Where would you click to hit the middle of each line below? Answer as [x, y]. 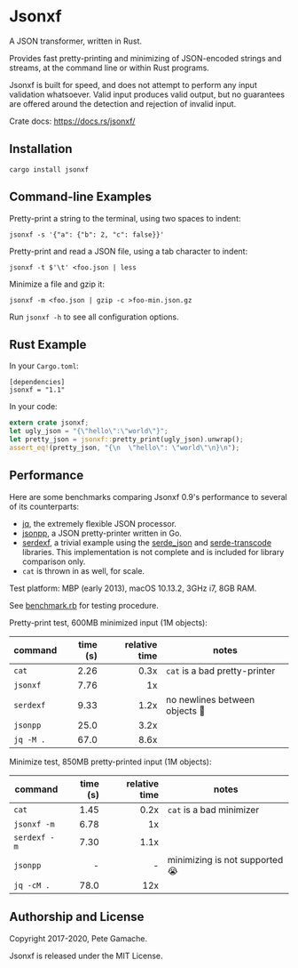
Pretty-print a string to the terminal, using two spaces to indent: [125, 218]
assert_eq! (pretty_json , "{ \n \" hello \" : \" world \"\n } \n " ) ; [125, 448]
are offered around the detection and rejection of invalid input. [123, 103]
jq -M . [30, 739]
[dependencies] [37, 383]
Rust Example [48, 344]
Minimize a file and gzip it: [57, 284]
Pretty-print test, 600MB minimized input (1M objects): [109, 622]
